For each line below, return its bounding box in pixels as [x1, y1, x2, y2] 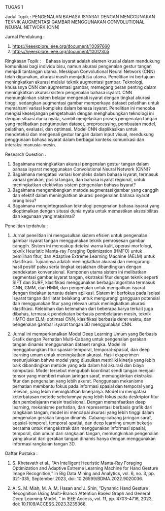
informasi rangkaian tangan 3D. [12, 441, 76, 446]
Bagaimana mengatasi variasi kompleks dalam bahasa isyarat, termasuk [12, 171, 159, 177]
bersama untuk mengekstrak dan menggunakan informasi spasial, [12, 425, 146, 431]
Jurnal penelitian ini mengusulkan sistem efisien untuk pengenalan [12, 233, 148, 238]
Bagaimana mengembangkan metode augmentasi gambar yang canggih [12, 187, 159, 193]
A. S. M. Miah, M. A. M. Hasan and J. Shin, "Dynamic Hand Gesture [12, 485, 149, 491]
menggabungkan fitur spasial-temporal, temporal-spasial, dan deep [12, 347, 150, 352]
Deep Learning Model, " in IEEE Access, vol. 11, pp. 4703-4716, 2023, [12, 496, 153, 502]
